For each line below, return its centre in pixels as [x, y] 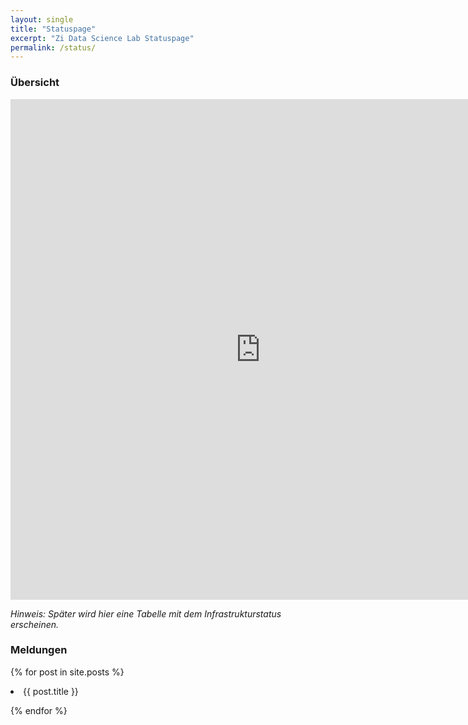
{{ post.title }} [51, 691]
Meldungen [39, 650]
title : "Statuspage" [53, 29]
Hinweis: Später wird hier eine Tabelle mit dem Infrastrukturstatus [146, 613]
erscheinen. [35, 624]
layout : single [42, 19]
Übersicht [35, 83]
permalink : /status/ [53, 47]
